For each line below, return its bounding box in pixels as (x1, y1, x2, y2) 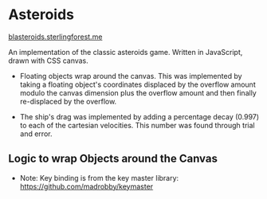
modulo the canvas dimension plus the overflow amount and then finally (19, 88, 257, 97)
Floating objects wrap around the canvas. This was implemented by (19, 71, 242, 80)
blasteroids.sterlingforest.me (8, 32, 103, 41)
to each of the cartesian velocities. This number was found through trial (19, 120, 255, 130)
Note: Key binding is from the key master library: (19, 173, 179, 182)
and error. (19, 129, 53, 139)
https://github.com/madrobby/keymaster (19, 181, 154, 191)
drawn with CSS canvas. (8, 56, 89, 65)
